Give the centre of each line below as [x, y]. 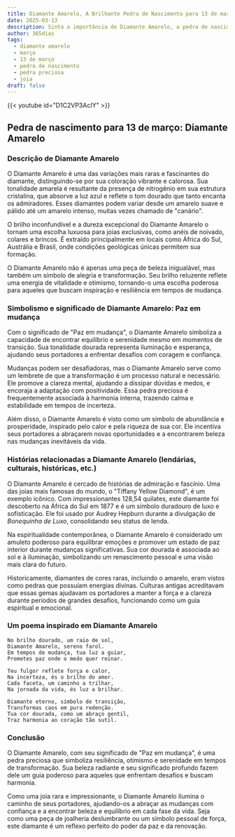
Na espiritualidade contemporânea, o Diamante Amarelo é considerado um [115, 534]
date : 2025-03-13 [33, 20]
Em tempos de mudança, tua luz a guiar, [67, 653]
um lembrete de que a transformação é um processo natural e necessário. [114, 376]
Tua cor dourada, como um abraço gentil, [69, 714]
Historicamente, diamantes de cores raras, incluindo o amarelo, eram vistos [116, 578]
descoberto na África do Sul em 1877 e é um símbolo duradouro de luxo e [113, 506]
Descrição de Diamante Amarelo [63, 158]
